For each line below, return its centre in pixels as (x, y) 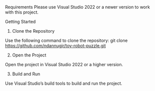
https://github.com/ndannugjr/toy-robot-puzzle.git (56, 45)
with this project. (22, 12)
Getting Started (20, 22)
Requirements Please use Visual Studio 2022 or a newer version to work (77, 7)
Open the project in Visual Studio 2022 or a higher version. (64, 64)
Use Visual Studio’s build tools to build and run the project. (64, 83)
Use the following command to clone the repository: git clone (66, 40)
